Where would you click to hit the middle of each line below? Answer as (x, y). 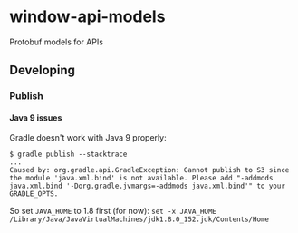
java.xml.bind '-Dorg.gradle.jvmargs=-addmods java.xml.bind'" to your (147, 186)
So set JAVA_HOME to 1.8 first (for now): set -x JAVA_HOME (113, 211)
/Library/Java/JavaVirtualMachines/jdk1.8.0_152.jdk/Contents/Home (139, 219)
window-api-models (87, 17)
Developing (42, 70)
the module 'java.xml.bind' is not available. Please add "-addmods (141, 179)
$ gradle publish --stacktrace (68, 155)
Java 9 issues (36, 117)
